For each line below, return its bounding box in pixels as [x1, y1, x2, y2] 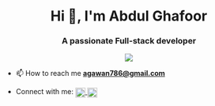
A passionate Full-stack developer [62, 36, 196, 47]
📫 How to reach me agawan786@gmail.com [15, 69, 166, 78]
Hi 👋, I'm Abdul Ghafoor [50, 7, 208, 25]
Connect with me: [15, 87, 74, 97]
